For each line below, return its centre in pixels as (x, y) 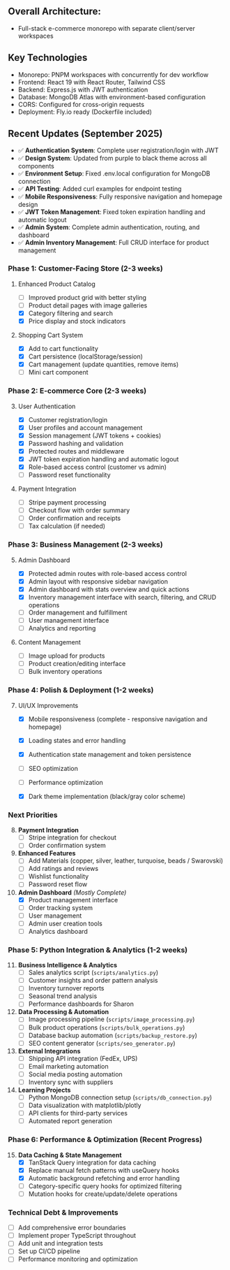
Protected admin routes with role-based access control (108, 573)
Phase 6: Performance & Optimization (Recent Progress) (105, 1140)
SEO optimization (53, 768)
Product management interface (73, 900)
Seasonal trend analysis (63, 996)
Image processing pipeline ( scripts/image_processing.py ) (112, 1019)
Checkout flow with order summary (79, 510)
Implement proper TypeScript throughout (77, 1236)
